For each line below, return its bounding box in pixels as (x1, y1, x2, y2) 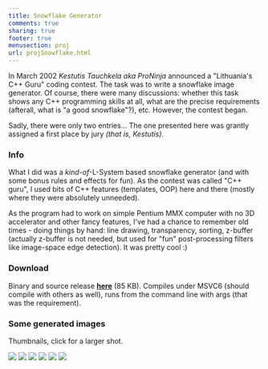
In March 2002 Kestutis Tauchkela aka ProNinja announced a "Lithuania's (8, 71, 253, 80)
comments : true (8, 19, 59, 27)
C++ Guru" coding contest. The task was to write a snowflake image (8, 79, 235, 89)
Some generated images (8, 318, 106, 329)
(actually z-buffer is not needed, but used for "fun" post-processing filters (8, 234, 254, 244)
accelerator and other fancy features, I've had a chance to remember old (8, 217, 249, 227)
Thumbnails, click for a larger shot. (8, 336, 124, 346)
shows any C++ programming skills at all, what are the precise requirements (8, 97, 260, 106)
